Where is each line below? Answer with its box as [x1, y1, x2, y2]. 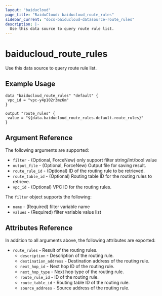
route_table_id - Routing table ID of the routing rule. [20, 279, 130, 285]
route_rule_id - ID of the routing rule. [20, 274, 99, 280]
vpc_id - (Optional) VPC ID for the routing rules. [12, 184, 112, 190]
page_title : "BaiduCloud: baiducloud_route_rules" [5, 12, 114, 17]
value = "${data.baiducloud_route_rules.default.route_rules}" [7, 115, 144, 120]
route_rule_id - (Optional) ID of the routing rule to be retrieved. [12, 168, 145, 174]
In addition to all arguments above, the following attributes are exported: [5, 237, 156, 243]
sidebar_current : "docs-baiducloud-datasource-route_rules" [5, 17, 135, 22]
